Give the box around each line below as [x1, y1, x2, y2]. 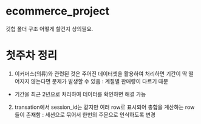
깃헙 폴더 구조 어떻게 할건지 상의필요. [5, 25, 94, 32]
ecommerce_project [5, 4, 110, 18]
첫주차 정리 [5, 49, 58, 63]
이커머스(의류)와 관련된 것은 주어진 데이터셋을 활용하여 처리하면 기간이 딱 [14, 70, 188, 77]
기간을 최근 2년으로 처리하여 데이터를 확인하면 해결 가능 [14, 90, 146, 98]
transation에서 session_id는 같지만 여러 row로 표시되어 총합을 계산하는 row [14, 103, 195, 111]
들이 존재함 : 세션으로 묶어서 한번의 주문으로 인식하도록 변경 [14, 111, 156, 118]
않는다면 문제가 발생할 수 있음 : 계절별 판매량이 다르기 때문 [30, 77, 168, 84]
